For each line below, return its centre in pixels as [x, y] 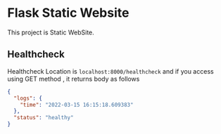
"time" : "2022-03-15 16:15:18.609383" [77, 105]
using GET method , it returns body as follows [74, 79]
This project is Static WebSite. [51, 32]
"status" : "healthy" [44, 118]
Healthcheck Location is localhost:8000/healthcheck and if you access [110, 71]
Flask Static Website [68, 13]
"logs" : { [28, 98]
